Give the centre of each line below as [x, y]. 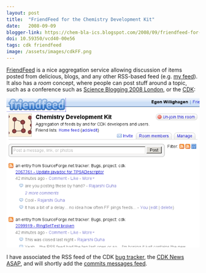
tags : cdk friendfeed [34, 45]
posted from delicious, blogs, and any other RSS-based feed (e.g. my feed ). [102, 76]
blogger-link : [25, 32]
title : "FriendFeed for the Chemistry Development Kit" [81, 19]
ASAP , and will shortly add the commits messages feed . [77, 263]
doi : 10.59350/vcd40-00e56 [41, 39]
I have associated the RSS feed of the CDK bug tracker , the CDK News [95, 256]
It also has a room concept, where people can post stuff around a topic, [97, 83]
